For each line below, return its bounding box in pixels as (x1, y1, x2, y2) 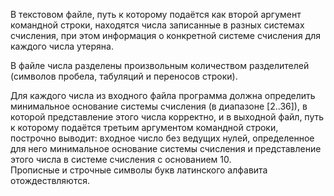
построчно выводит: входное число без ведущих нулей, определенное (10, 132, 315, 144)
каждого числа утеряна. (10, 40, 114, 52)
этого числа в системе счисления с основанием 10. (10, 154, 232, 165)
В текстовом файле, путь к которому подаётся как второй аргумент (10, 9, 302, 20)
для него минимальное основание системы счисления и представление (10, 143, 322, 154)
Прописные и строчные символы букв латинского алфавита (10, 164, 268, 176)
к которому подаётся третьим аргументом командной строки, (10, 122, 279, 133)
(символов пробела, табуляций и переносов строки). (10, 70, 238, 82)
